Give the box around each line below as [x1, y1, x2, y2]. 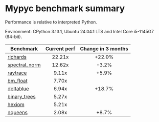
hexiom [7, 101, 24, 108]
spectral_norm [7, 61, 41, 68]
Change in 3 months [80, 45, 129, 52]
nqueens [7, 109, 28, 116]
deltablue [7, 85, 29, 92]
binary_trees [7, 93, 36, 100]
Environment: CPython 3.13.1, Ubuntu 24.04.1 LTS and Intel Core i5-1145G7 [5, 28, 154, 34]
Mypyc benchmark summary [5, 3, 125, 14]
